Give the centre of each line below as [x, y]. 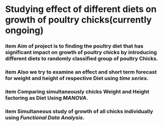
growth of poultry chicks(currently [79, 20]
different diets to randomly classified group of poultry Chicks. [82, 58]
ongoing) [24, 30]
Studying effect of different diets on [81, 9]
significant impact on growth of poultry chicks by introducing [81, 52]
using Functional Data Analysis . [45, 117]
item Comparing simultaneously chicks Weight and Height [77, 91]
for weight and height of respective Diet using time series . [77, 78]
